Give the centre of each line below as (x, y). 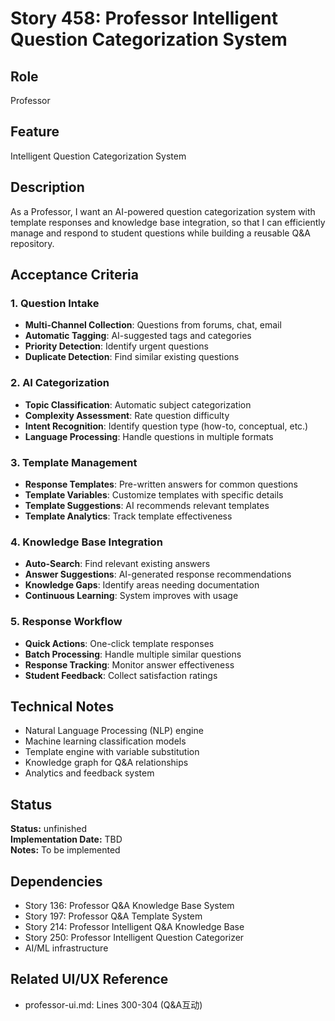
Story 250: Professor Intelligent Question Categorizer (134, 937)
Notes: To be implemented (65, 850)
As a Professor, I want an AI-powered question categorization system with (163, 211)
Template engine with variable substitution (112, 752)
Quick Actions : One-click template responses (119, 643)
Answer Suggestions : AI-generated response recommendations (158, 574)
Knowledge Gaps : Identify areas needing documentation (142, 585)
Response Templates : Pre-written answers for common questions (161, 484)
